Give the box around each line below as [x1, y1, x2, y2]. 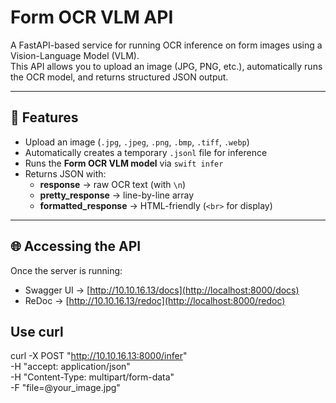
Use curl [10, 323, 64, 340]
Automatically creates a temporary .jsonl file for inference [24, 146, 268, 158]
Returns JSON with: [24, 167, 107, 180]
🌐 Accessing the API [10, 238, 142, 255]
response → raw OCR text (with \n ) [39, 178, 187, 190]
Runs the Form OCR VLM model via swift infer [24, 157, 224, 169]
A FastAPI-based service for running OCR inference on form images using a [10, 39, 323, 51]
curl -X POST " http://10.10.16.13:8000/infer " [10, 350, 188, 362]
